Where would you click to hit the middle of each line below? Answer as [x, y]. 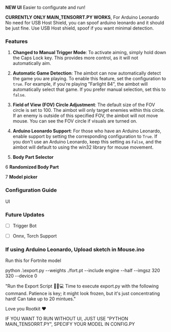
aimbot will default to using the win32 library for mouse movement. [83, 147]
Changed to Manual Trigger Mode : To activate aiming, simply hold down [89, 53]
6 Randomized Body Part [32, 167]
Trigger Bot [25, 226]
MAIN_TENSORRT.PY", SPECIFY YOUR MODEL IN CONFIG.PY [70, 324]
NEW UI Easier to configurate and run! [45, 7]
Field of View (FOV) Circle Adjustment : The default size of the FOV [84, 105]
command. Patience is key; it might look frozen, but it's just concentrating [83, 294]
